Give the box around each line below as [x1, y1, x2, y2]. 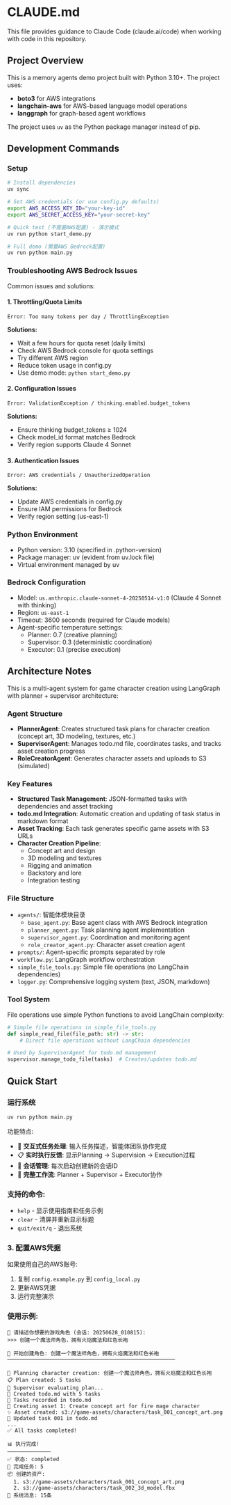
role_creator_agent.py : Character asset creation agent [27, 940, 185, 949]
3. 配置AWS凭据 [7, 1242, 61, 1252]
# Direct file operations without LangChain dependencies [19, 1037, 191, 1044]
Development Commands [7, 143, 120, 155]
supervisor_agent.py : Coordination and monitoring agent [27, 933, 191, 941]
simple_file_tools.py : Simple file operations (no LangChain [17, 962, 189, 971]
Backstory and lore [27, 868, 82, 878]
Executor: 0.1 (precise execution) [27, 645, 121, 653]
